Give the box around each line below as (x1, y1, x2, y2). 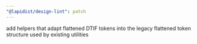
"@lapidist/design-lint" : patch (6, 8, 86, 15)
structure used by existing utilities (6, 31, 89, 38)
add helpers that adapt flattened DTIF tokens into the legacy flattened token (6, 25, 192, 32)
